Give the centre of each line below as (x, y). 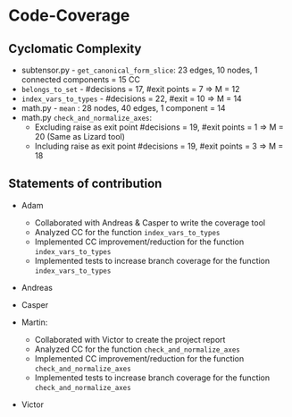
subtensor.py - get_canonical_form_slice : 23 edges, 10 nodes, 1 (139, 70)
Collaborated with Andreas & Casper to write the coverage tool (150, 222)
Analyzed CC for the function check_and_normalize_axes (137, 349)
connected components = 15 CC (80, 80)
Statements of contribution (85, 184)
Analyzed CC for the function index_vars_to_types (127, 232)
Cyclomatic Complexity (75, 49)
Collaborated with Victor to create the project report (130, 339)
